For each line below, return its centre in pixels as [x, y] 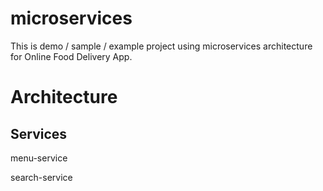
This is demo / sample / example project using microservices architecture [161, 46]
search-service [41, 177]
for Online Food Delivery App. [71, 56]
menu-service [39, 158]
